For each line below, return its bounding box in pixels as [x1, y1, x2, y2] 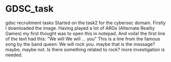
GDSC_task [5, 3, 54, 15]
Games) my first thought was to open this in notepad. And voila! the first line [5, 30, 165, 36]
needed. [5, 51, 23, 58]
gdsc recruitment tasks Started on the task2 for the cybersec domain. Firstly [5, 20, 166, 26]
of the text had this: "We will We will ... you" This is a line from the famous [5, 36, 160, 42]
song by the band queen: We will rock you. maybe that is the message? [5, 41, 155, 47]
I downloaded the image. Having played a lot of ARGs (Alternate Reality [5, 25, 155, 31]
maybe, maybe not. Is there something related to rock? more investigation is [5, 46, 165, 52]
